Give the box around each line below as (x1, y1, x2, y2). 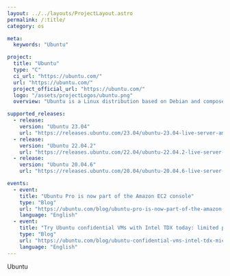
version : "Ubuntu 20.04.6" (19, 161, 97, 168)
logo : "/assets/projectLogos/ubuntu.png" (13, 92, 133, 99)
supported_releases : (7, 111, 66, 118)
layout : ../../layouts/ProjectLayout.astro (7, 10, 133, 17)
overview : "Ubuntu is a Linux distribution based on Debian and (13, 98, 201, 105)
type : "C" (13, 66, 41, 73)
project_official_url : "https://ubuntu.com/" (13, 85, 146, 92)
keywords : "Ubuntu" (13, 42, 69, 49)
